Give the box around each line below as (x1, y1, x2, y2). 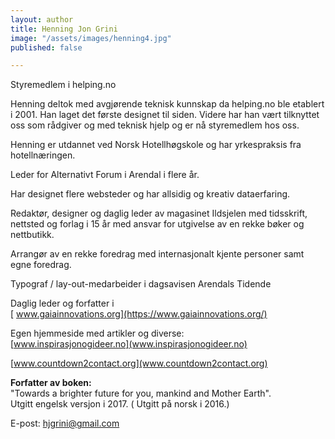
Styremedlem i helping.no (10, 79, 117, 91)
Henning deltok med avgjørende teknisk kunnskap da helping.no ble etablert (10, 98, 325, 110)
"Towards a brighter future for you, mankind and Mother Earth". (10, 387, 272, 400)
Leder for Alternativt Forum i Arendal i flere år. (10, 169, 200, 181)
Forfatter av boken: (10, 377, 92, 389)
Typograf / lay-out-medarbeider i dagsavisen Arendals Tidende (10, 278, 272, 290)
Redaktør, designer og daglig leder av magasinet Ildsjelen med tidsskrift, (10, 207, 308, 220)
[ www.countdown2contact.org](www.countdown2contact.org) (10, 357, 268, 370)
